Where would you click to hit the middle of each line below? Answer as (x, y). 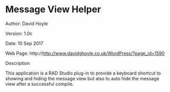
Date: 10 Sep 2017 (24, 43)
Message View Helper (53, 9)
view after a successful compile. (40, 84)
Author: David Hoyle (26, 24)
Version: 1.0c (19, 33)
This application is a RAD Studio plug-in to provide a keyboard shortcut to (83, 73)
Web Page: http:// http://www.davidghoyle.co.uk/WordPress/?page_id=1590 (85, 53)
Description (17, 63)
